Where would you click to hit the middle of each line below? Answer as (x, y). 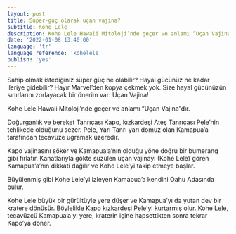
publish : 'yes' (29, 60)
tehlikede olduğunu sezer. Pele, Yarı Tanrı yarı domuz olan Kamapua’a (108, 129)
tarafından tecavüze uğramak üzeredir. (63, 137)
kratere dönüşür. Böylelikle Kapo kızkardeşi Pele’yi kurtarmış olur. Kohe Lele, (118, 208)
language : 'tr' (29, 47)
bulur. (15, 187)
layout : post (26, 14)
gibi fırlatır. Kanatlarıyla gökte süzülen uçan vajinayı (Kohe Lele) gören (108, 158)
